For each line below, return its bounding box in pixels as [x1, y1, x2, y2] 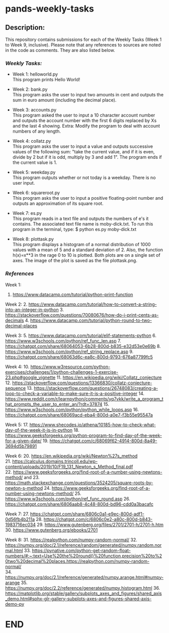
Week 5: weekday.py [12, 169, 56, 176]
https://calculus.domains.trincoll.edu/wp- [12, 458, 98, 464]
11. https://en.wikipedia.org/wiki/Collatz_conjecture [56, 374, 162, 380]
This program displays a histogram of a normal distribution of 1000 [12, 242, 151, 248]
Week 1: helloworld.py [12, 71, 58, 77]
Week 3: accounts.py [12, 107, 57, 113]
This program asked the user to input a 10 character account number [12, 112, 155, 119]
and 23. [24, 474, 40, 480]
